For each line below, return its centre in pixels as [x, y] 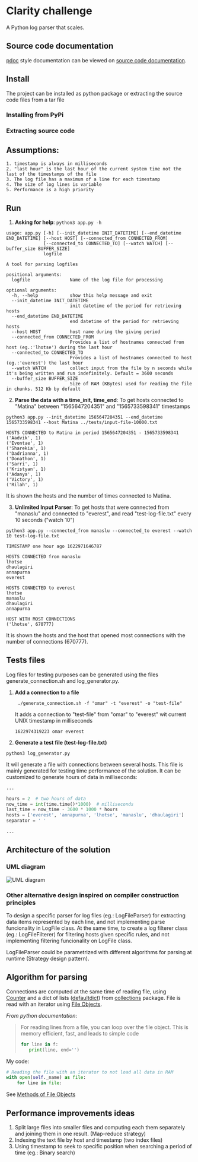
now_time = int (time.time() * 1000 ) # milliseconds [70, 804]
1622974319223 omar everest [49, 732]
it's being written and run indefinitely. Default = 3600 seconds [90, 373]
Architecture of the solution [58, 850]
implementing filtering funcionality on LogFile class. [69, 941]
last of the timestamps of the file [51, 174]
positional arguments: [34, 275]
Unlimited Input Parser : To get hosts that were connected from [92, 507]
